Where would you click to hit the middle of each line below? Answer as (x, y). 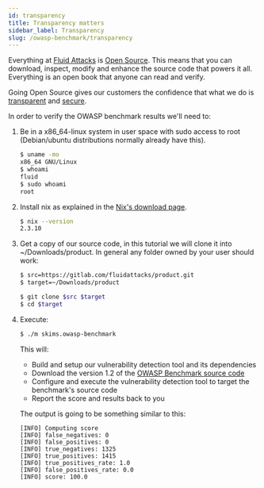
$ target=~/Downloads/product (70, 282)
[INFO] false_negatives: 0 (64, 435)
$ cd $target (41, 304)
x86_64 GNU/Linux (48, 162)
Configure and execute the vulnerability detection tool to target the (140, 381)
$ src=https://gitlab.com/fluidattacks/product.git (107, 275)
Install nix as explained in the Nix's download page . (103, 206)
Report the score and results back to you (98, 398)
